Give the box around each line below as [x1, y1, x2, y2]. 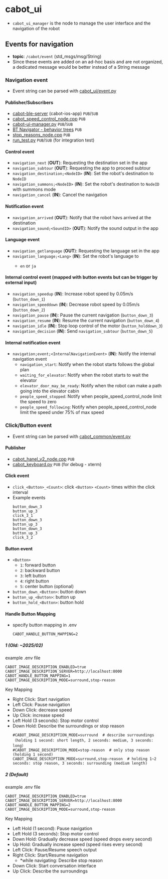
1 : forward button [20, 562, 56, 568]
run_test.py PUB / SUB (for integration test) [12, 137, 95, 143]
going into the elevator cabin [20, 388, 79, 394]
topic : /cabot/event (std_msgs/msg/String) [12, 53, 102, 59]
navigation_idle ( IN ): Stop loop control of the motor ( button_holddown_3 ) [12, 323, 163, 329]
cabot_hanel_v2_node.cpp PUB [12, 456, 75, 462]
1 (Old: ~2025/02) [5, 642, 43, 648]
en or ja [20, 262, 36, 269]
